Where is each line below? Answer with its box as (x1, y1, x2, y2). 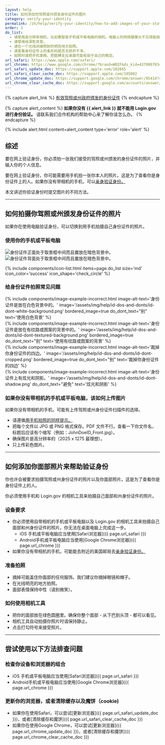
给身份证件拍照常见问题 (5, 284, 60, 291)
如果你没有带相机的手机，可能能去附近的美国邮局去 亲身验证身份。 (12, 548, 146, 554)
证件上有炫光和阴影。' (5, 375, 50, 381)
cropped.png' (5, 356, 33, 362)
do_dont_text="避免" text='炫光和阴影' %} (32, 381, 117, 387)
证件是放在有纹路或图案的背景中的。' (5, 326, 80, 333)
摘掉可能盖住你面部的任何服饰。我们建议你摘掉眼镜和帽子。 (12, 574, 133, 580)
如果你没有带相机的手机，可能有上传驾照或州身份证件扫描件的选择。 (5, 407, 143, 413)
